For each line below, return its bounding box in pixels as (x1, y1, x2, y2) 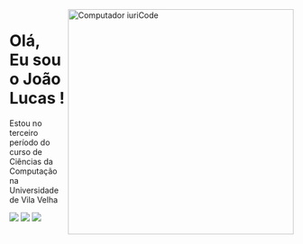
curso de (9, 146, 43, 157)
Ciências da (9, 156, 54, 167)
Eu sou (9, 50, 61, 70)
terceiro (9, 127, 39, 138)
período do (9, 137, 50, 148)
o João (9, 69, 61, 89)
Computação (9, 166, 58, 176)
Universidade (9, 185, 60, 195)
